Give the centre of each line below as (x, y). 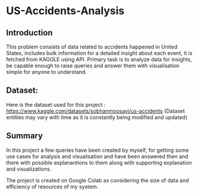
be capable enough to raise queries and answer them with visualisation (93, 66)
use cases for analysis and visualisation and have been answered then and (97, 156)
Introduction (30, 33)
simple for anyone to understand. (46, 72)
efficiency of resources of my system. (52, 187)
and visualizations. (29, 169)
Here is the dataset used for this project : (56, 104)
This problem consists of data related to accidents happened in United (92, 47)
